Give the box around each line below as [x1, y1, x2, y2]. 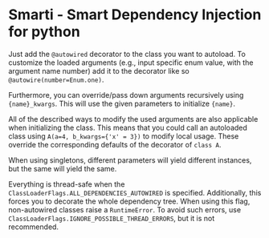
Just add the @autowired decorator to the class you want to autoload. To [8, 49, 247, 58]
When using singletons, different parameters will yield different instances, [8, 155, 252, 165]
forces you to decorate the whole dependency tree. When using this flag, [8, 196, 251, 206]
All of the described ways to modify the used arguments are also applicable [8, 114, 259, 123]
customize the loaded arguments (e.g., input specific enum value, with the [8, 58, 254, 67]
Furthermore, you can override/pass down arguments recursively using [8, 90, 244, 99]
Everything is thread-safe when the [8, 179, 125, 189]
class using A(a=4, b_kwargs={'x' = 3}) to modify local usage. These [8, 131, 239, 141]
